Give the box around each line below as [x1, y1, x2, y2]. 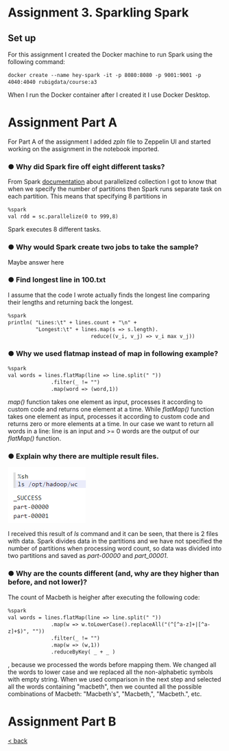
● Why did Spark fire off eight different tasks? [8, 161, 165, 171]
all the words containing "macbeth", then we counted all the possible [8, 682, 202, 691]
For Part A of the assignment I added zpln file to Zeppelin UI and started [8, 137, 211, 146]
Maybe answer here [8, 258, 64, 266]
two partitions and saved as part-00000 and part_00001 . [8, 552, 169, 560]
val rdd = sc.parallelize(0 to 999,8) [8, 213, 119, 221]
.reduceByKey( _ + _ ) [51, 648, 116, 655]
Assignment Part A [8, 115, 117, 131]
